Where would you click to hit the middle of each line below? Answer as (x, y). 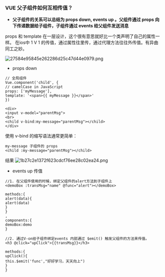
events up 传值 (27, 171)
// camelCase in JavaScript (34, 87)
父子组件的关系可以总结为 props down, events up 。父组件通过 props (83, 20)
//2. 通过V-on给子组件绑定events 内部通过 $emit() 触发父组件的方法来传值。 (77, 239)
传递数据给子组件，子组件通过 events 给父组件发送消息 (73, 26)
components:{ (19, 220)
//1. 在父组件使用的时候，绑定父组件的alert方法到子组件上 (59, 181)
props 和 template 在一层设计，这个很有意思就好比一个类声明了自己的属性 (81, 36)
